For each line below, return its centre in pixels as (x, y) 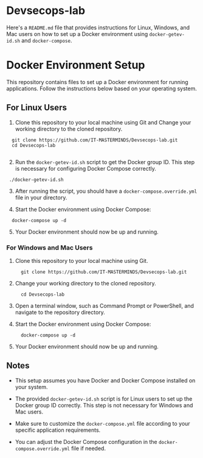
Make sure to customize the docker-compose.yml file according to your (102, 423)
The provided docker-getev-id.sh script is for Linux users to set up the (104, 399)
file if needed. (88, 448)
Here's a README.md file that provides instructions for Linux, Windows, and (98, 27)
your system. (31, 387)
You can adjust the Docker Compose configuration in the (86, 442)
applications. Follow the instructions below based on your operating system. (102, 88)
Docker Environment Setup (76, 65)
